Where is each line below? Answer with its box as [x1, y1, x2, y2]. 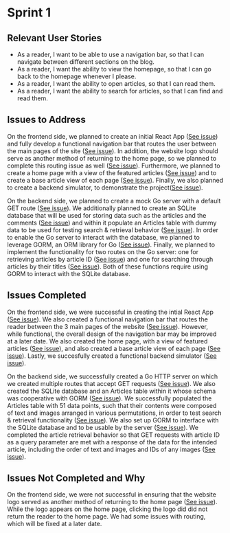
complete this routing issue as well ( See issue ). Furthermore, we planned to [7, 161, 221, 170]
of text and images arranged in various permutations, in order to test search [7, 409, 222, 417]
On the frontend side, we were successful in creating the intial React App [7, 308, 214, 316]
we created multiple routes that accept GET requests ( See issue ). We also [7, 379, 216, 387]
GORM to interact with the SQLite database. [7, 269, 130, 277]
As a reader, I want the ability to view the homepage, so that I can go [16, 65, 211, 73]
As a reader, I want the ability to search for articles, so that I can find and [16, 87, 223, 95]
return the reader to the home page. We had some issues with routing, [7, 512, 206, 521]
